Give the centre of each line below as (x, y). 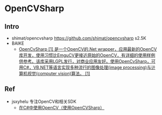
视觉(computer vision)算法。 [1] (59, 73)
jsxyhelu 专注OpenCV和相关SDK (44, 101)
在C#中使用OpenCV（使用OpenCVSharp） (62, 107)
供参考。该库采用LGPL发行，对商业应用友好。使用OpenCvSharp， (85, 61)
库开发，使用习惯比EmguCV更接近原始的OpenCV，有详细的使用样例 (87, 55)
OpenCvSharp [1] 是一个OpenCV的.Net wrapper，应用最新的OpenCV (88, 49)
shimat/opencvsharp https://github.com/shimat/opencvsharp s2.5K (79, 38)
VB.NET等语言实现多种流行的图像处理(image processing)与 (92, 67)
